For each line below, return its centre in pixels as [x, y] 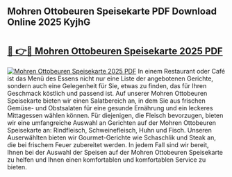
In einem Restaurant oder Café [182, 71]
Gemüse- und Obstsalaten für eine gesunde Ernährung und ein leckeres [110, 108]
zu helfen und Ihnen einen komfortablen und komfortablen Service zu [107, 160]
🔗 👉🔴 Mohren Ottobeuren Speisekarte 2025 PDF [115, 51]
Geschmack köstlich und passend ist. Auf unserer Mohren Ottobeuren [107, 93]
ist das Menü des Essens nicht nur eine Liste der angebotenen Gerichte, [110, 78]
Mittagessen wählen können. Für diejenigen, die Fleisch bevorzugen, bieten [115, 115]
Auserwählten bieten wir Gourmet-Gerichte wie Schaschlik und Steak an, [112, 137]
